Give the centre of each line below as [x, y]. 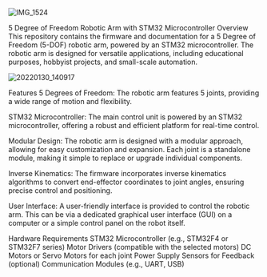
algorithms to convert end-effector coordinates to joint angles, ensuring [126, 182]
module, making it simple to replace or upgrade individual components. [125, 158]
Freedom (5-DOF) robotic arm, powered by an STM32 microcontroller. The [131, 45]
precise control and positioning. [60, 191]
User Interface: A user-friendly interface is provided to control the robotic [129, 206]
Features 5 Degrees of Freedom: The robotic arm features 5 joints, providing [134, 93]
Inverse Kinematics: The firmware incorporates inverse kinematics [117, 173]
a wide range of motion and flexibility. [70, 101]
